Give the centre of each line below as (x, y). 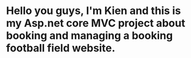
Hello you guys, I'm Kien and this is (94, 11)
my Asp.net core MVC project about (96, 23)
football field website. (61, 48)
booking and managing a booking (89, 36)
